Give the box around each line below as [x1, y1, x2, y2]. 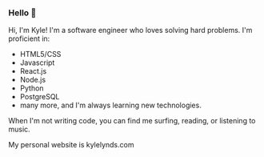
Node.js [19, 75, 46, 85]
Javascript [19, 58, 55, 67]
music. [8, 124, 30, 135]
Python [19, 83, 44, 93]
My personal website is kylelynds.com [8, 140, 134, 150]
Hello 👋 [8, 7, 37, 18]
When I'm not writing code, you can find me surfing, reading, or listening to [8, 116, 256, 126]
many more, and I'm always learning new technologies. [19, 100, 202, 111]
